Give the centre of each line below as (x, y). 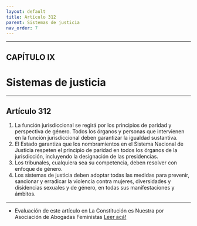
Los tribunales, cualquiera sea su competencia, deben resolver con (96, 163)
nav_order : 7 (22, 28)
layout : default (26, 11)
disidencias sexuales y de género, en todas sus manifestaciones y (94, 188)
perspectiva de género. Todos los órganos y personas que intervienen (99, 131)
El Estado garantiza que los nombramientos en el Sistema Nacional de (99, 144)
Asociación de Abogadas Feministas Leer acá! (70, 217)
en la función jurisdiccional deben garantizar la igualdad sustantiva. (96, 138)
